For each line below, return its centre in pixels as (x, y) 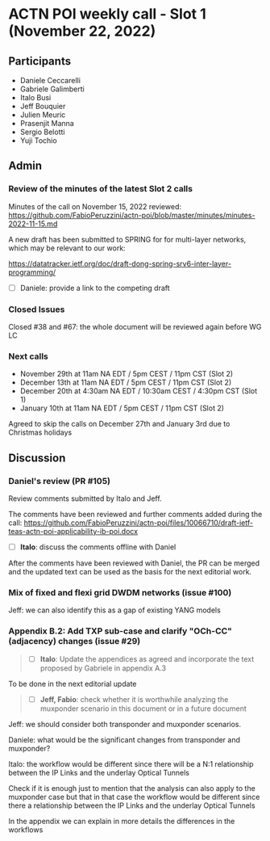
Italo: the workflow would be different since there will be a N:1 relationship (131, 763)
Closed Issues (37, 309)
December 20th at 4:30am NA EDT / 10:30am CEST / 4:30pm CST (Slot (139, 391)
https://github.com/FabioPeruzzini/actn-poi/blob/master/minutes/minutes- (132, 215)
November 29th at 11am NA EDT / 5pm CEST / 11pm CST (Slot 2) (127, 374)
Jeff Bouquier (43, 106)
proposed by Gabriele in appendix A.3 (103, 668)
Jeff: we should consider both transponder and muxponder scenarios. (125, 724)
